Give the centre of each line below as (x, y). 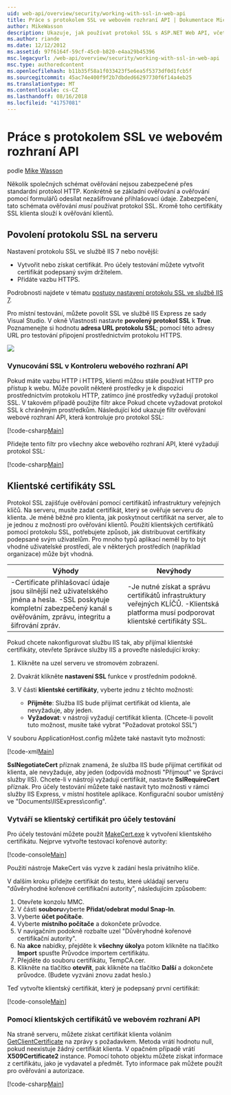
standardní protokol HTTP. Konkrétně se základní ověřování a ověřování (108, 191)
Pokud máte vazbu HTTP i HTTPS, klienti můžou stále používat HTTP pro (111, 380)
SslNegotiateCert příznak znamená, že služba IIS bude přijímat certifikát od (114, 764)
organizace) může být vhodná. (51, 553)
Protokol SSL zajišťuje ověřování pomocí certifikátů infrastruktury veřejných (114, 502)
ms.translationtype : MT (41, 84)
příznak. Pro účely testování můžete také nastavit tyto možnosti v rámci (108, 786)
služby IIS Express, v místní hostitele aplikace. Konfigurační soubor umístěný (115, 794)
